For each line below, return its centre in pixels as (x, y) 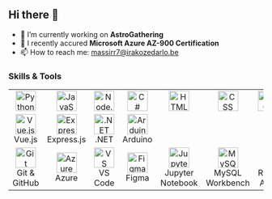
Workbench (228, 183)
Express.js (67, 140)
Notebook (179, 183)
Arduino (138, 140)
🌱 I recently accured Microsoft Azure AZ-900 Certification (119, 43)
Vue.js (25, 140)
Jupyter (179, 173)
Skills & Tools (35, 76)
